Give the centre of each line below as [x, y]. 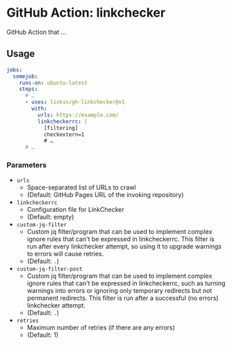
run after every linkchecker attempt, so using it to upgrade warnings [124, 246]
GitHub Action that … [36, 32]
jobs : [14, 70]
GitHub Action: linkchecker [86, 13]
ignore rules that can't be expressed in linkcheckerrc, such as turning [126, 283]
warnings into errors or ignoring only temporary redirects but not [119, 291]
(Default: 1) [43, 335]
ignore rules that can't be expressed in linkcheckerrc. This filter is [121, 239]
